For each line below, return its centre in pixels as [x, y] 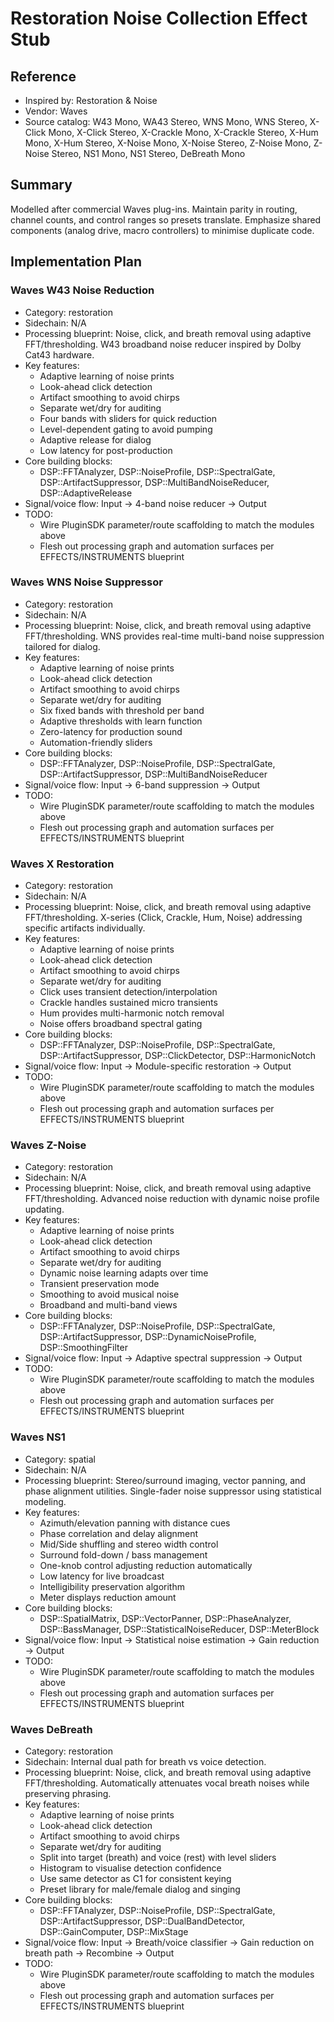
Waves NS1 [38, 1437]
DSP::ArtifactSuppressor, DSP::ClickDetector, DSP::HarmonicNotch [178, 1056]
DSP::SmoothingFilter [83, 1348]
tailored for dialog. [62, 646]
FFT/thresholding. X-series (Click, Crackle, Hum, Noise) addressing [163, 918]
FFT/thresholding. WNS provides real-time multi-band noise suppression [174, 636]
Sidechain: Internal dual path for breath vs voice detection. [145, 1761]
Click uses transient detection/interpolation [128, 992]
